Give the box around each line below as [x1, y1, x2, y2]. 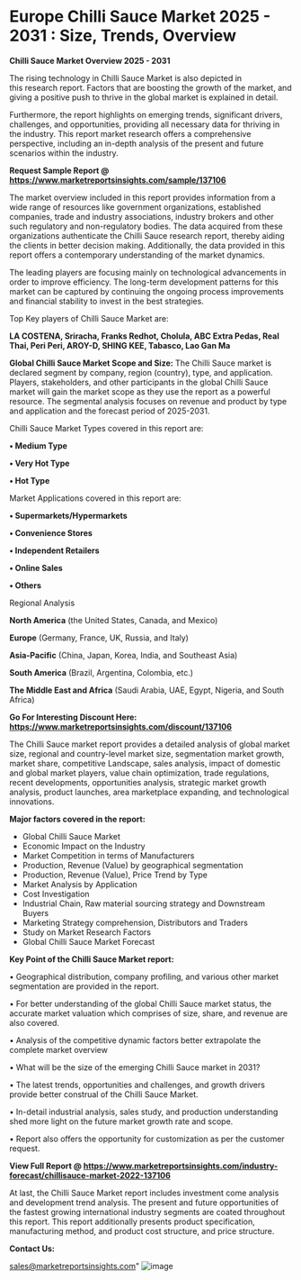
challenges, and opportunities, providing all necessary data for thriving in [9, 119, 280, 130]
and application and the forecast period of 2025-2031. [9, 405, 210, 416]
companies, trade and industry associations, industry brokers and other [9, 211, 274, 222]
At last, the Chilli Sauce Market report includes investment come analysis [9, 1187, 279, 1198]
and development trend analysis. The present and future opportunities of [9, 1196, 279, 1208]
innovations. [9, 795, 55, 807]
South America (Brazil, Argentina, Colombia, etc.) [9, 667, 194, 677]
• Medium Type [9, 440, 67, 451]
